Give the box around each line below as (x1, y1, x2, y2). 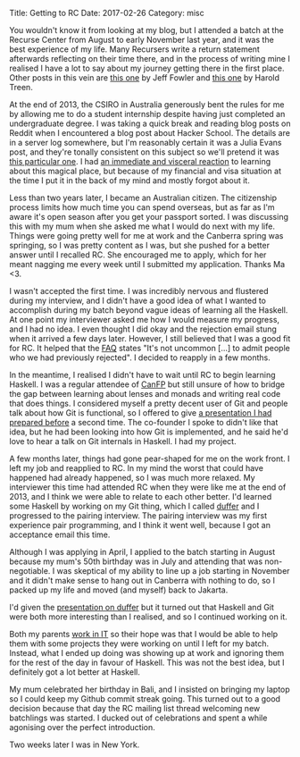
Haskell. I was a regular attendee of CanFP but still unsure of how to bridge (9, 379, 286, 390)
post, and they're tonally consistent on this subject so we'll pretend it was (9, 147, 279, 157)
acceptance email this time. (9, 529, 111, 540)
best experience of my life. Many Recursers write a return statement (9, 44, 261, 55)
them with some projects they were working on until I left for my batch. (9, 638, 270, 649)
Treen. (9, 82, 33, 92)
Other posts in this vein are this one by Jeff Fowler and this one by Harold (9, 72, 279, 83)
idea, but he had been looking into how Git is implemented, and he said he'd (9, 426, 288, 437)
